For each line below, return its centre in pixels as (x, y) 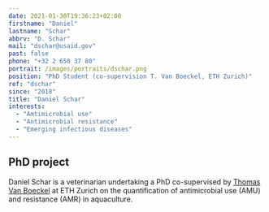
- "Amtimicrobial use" (54, 115)
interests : (27, 106)
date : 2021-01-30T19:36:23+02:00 (65, 16)
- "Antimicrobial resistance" (67, 122)
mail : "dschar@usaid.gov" (52, 46)
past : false (28, 54)
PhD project (39, 162)
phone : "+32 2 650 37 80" (52, 62)
